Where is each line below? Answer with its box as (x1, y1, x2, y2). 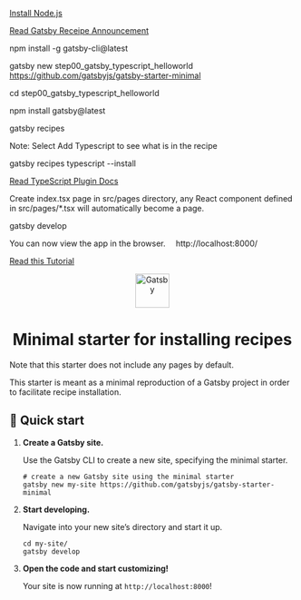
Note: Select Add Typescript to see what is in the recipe (9, 141, 218, 151)
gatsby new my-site (22, 480, 97, 489)
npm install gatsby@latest (9, 105, 106, 116)
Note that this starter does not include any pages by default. (9, 359, 234, 370)
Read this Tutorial (9, 256, 75, 266)
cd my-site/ (22, 539, 68, 548)
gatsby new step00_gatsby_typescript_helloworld (9, 61, 193, 71)
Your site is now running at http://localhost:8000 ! (22, 580, 212, 591)
